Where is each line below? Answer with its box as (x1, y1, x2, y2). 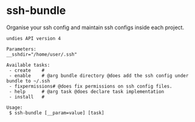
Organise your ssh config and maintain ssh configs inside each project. (6, 24, 184, 31)
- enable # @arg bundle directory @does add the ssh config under (9, 72, 189, 79)
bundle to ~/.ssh (6, 78, 50, 84)
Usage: (6, 104, 23, 110)
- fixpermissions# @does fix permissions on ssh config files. (9, 83, 173, 89)
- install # (9, 93, 45, 100)
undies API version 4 (6, 35, 61, 41)
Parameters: (6, 46, 36, 52)
